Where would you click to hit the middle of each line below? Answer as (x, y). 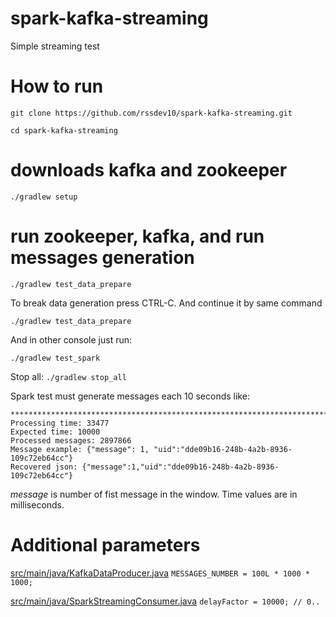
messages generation (102, 258)
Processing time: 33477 (60, 423)
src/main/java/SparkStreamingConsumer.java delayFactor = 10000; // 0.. (165, 601)
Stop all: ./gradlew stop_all (68, 376)
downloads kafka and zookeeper (149, 170)
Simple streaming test (55, 46)
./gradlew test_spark (55, 358)
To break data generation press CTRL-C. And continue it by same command (166, 303)
